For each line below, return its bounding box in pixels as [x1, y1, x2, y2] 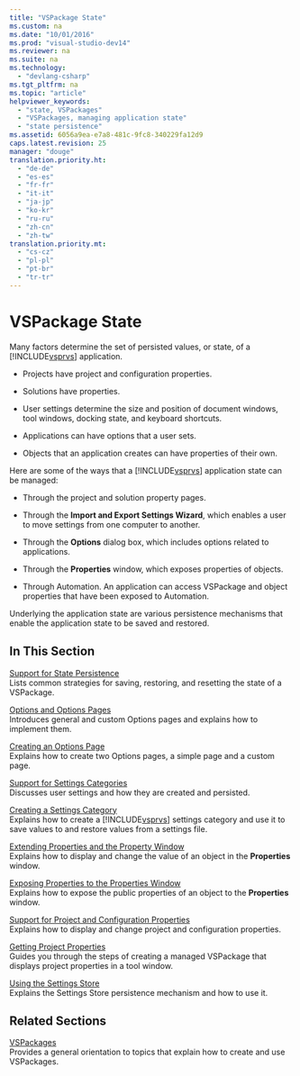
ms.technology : [9, 64, 67, 73]
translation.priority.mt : [9, 240, 106, 249]
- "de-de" [17, 164, 54, 173]
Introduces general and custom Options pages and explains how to [9, 713, 259, 725]
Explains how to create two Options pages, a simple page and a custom [9, 750, 275, 761]
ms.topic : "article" [9, 88, 87, 97]
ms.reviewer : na [9, 47, 70, 56]
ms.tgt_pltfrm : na [9, 80, 78, 89]
